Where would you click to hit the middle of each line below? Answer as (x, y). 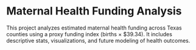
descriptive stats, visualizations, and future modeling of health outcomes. (98, 40)
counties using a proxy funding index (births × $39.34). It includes (89, 34)
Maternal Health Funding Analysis (94, 11)
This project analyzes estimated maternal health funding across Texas (94, 28)
